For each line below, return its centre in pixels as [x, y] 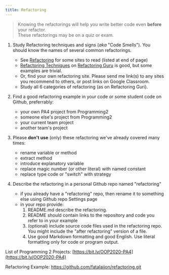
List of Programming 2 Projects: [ [40, 252]
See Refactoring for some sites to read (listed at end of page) [84, 60]
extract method [36, 158]
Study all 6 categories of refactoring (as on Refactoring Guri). [84, 87]
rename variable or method [48, 152]
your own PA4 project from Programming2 [64, 112]
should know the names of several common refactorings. [72, 50]
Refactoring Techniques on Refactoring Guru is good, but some [86, 65]
